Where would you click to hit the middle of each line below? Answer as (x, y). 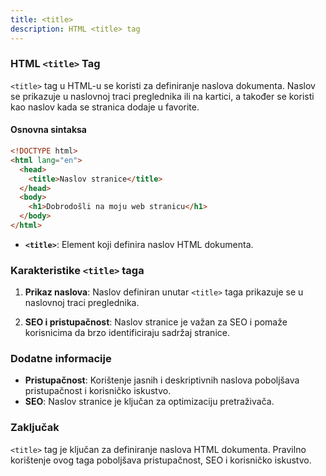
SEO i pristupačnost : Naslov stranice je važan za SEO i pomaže (156, 322)
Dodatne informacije (61, 359)
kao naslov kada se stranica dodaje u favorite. (105, 107)
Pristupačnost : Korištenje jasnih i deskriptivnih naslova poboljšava (162, 380)
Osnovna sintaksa (48, 130)
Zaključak (35, 428)
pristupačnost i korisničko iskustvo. (98, 391)
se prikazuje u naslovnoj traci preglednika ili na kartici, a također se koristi (162, 96)
